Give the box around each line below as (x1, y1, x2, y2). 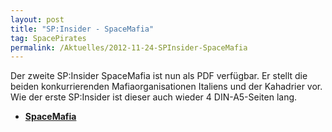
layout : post (10, 14, 65, 25)
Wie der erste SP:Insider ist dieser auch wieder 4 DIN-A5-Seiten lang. (10, 91, 298, 103)
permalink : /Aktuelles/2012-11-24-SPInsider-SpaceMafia (10, 42, 248, 53)
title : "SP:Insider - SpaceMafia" (10, 24, 155, 34)
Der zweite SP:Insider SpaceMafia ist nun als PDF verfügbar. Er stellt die (10, 70, 308, 82)
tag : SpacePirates (10, 33, 87, 43)
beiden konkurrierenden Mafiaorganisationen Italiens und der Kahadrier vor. (10, 81, 323, 93)
